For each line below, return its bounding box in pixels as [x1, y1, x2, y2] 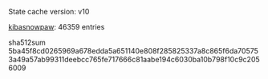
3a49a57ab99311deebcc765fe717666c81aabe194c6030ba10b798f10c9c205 [8, 55, 261, 64]
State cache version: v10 [8, 7, 90, 16]
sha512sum [8, 38, 46, 47]
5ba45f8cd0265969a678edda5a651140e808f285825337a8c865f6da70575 [8, 46, 259, 55]
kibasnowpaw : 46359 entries [8, 22, 105, 31]
